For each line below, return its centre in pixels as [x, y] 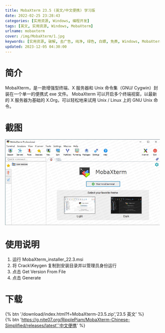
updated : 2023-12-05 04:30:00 [36, 47]
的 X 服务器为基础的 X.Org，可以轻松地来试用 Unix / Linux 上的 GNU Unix [79, 100]
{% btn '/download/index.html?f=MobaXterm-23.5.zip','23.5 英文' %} [75, 314]
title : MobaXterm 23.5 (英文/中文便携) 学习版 [50, 10]
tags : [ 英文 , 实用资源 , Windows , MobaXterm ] [49, 26]
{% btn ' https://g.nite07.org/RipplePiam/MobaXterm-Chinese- [68, 319]
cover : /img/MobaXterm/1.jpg [35, 36]
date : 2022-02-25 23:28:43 [33, 15]
